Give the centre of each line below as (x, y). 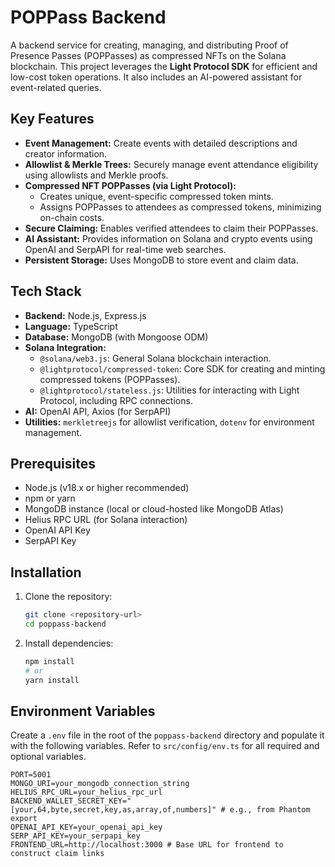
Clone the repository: (68, 597)
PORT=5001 (31, 775)
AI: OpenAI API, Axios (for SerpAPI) (98, 411)
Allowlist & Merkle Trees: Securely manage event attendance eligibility (171, 164)
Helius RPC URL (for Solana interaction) (106, 520)
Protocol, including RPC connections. (116, 400)
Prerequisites (53, 463)
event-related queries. (56, 87)
